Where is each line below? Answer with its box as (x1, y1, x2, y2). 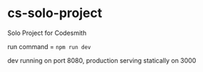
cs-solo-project (7, 5, 103, 21)
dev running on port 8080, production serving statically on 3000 (7, 56, 197, 65)
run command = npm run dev (7, 42, 91, 51)
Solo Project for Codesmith (7, 29, 87, 37)
